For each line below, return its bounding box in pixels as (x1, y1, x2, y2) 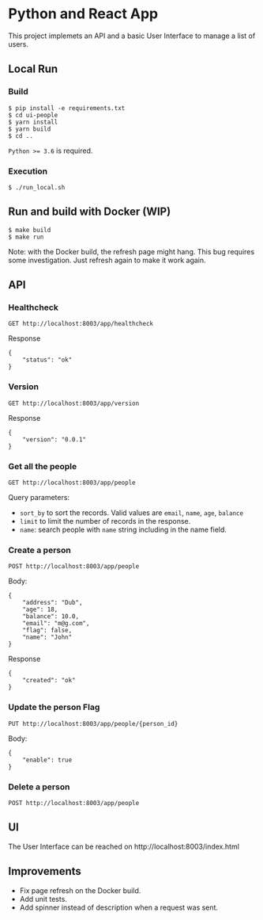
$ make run (8, 233, 44, 241)
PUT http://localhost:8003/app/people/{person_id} (8, 720, 178, 727)
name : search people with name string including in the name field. (19, 525, 227, 535)
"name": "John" (22, 633, 73, 642)
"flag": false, (22, 627, 73, 635)
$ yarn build (8, 124, 51, 133)
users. (8, 39, 29, 48)
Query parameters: (8, 493, 70, 502)
